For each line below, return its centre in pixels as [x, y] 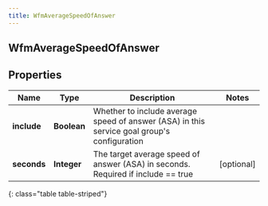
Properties [35, 75]
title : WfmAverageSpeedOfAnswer [62, 16]
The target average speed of [147, 154]
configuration [118, 141]
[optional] [237, 164]
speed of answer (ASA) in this [149, 121]
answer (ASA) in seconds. [142, 164]
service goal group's [132, 131]
